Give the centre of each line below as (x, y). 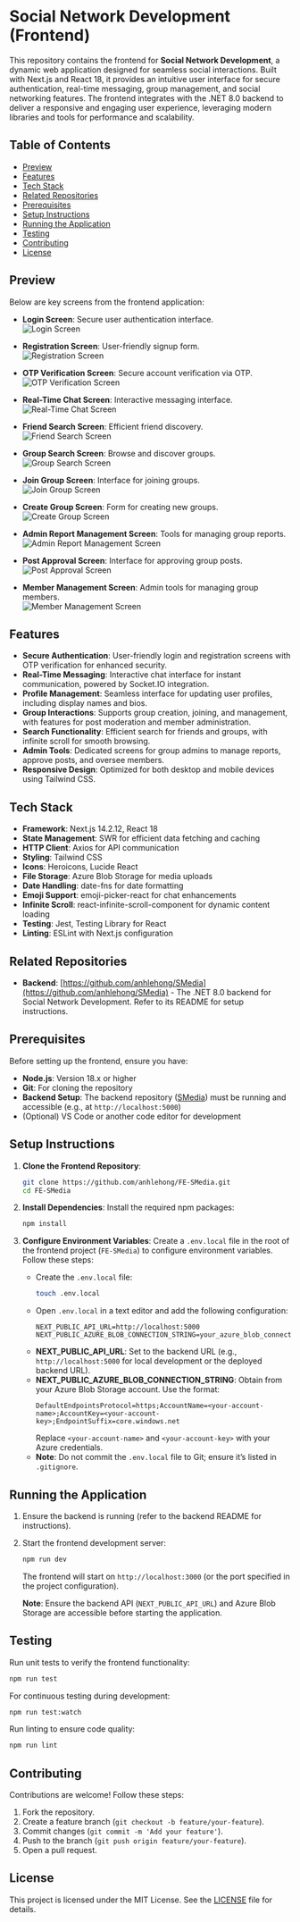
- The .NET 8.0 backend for (221, 992)
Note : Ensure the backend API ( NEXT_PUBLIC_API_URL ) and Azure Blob (149, 1603)
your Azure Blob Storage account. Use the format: (128, 1389)
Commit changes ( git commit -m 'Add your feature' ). (122, 1831)
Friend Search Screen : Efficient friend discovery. (112, 426)
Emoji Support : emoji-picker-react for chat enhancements (129, 895)
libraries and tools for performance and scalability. (102, 117)
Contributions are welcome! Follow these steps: (97, 1795)
